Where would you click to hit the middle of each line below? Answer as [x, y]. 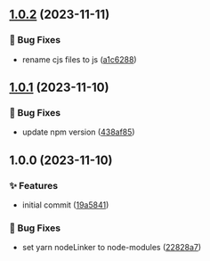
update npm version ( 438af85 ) [78, 132]
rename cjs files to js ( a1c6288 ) [79, 59]
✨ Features [34, 185]
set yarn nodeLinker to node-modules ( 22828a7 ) [112, 248]
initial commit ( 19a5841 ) [65, 205]
